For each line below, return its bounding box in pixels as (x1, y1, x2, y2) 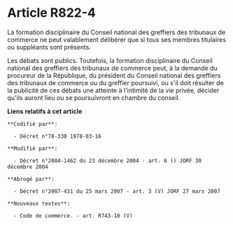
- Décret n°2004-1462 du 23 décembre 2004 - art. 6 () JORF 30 (13, 157, 202, 164)
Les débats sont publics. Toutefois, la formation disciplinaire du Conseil (7, 56, 213, 64)
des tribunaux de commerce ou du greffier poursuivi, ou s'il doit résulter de (7, 78, 224, 87)
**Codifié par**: (7, 120, 58, 127)
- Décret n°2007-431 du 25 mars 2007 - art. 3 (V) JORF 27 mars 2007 (13, 187, 220, 195)
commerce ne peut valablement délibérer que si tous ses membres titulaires (7, 35, 226, 43)
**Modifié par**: (7, 145, 58, 152)
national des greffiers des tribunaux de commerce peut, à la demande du (7, 64, 218, 72)
